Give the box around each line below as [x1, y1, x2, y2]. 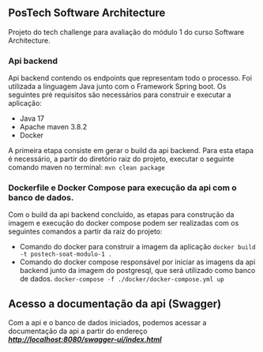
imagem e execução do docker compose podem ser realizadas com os [8, 219, 239, 228]
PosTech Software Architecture [8, 6, 166, 20]
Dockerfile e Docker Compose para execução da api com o [8, 182, 237, 193]
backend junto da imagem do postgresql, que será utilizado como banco [19, 266, 256, 275]
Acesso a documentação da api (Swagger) [8, 297, 222, 310]
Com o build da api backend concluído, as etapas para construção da [8, 210, 235, 219]
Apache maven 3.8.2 [19, 122, 88, 132]
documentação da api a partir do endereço [8, 327, 148, 336]
